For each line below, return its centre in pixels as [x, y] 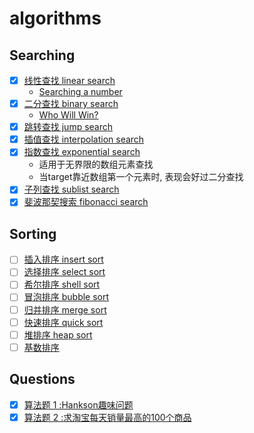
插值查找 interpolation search [84, 139]
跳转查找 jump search [68, 127]
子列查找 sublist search [71, 189]
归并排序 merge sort [65, 309]
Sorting [33, 233]
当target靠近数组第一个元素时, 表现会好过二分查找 [141, 177]
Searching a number [80, 92]
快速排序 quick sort [63, 322]
